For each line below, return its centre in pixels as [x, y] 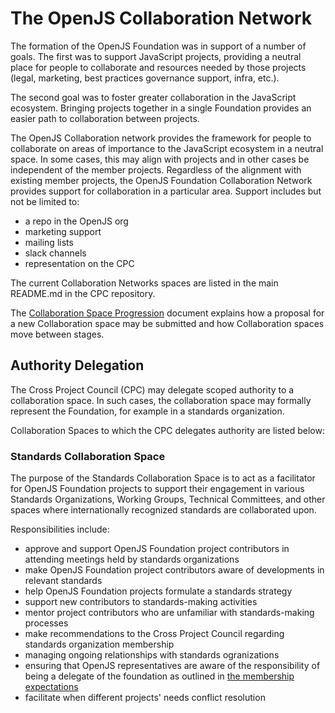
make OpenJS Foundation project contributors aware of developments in [174, 570]
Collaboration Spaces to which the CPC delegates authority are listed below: [167, 430]
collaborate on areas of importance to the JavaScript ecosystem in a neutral [167, 148]
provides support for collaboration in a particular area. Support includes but [166, 191]
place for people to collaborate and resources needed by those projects [158, 67]
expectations [51, 687]
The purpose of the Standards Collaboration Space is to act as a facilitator [163, 478]
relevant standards [63, 581]
